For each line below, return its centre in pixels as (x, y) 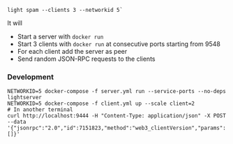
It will (15, 23)
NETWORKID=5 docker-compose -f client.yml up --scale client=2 (101, 104)
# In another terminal (40, 110)
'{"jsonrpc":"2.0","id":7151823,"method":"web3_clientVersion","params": (117, 128)
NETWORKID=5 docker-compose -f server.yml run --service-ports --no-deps (117, 92)
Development (31, 77)
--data (17, 122)
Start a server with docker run (60, 36)
